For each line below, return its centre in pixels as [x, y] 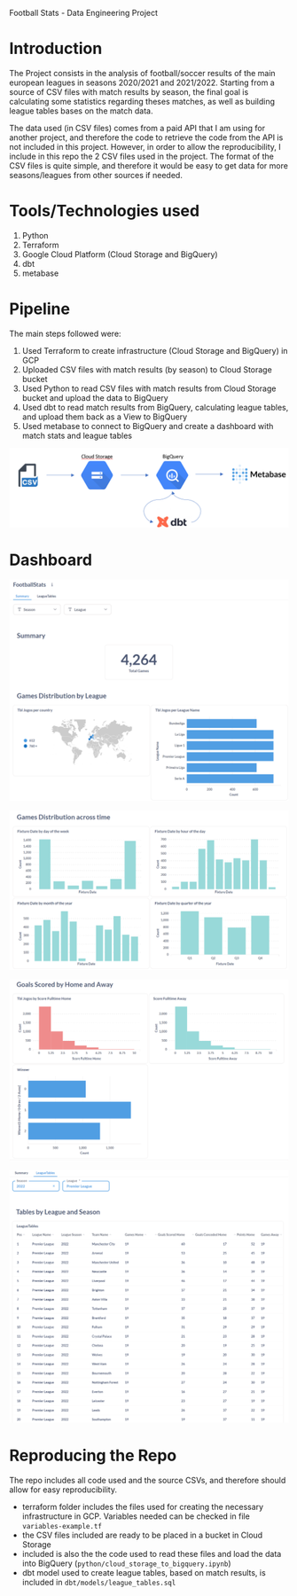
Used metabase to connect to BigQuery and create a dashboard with [148, 426]
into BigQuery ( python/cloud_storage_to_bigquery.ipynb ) [127, 1563]
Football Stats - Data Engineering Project [83, 13]
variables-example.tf [62, 1526]
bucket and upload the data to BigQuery [95, 397]
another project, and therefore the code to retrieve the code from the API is [146, 137]
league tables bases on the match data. [81, 111]
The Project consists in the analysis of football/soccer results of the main [143, 73]
